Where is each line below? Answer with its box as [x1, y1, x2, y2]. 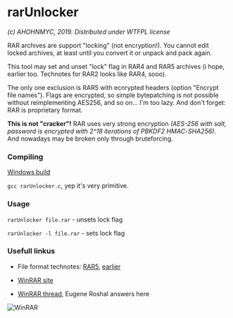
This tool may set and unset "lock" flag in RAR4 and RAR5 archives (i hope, [7, 62, 225, 70]
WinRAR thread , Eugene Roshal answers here [17, 289, 150, 298]
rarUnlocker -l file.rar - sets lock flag [7, 229, 125, 237]
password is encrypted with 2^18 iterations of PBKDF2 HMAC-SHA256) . [7, 127, 217, 135]
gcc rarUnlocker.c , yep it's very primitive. [7, 182, 129, 190]
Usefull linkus [7, 246, 56, 256]
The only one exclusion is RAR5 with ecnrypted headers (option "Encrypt [7, 83, 220, 91]
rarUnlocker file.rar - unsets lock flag [7, 215, 123, 224]
